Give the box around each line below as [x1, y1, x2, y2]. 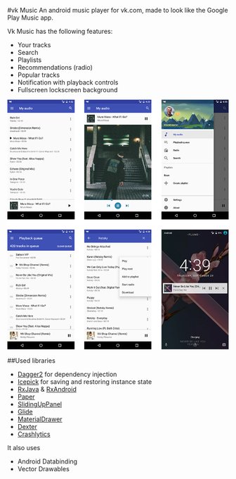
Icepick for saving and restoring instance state [17, 378, 152, 386]
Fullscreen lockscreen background [17, 86, 118, 94]
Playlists [17, 56, 42, 64]
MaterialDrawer [17, 415, 63, 423]
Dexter [17, 423, 37, 431]
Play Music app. [7, 13, 54, 22]
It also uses [7, 444, 41, 452]
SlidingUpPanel [17, 400, 62, 409]
